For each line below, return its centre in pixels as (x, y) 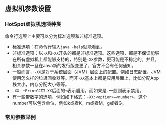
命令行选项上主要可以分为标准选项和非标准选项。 (55, 36)
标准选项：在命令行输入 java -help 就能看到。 (59, 47)
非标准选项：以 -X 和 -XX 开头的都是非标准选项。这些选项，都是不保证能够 (86, 53)
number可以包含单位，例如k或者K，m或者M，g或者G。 (69, 103)
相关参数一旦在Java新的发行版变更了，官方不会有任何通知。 (74, 65)
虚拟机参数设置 (28, 9)
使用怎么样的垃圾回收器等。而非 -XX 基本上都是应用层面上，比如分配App (86, 78)
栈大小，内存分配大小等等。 (41, 84)
